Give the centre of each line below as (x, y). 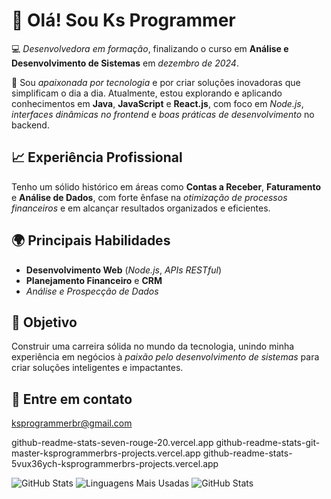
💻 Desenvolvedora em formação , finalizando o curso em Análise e (150, 48)
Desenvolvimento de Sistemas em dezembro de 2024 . (125, 63)
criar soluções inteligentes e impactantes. (97, 368)
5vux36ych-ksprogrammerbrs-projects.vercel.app (115, 464)
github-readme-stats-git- (268, 443)
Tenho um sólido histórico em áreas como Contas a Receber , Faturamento (166, 186)
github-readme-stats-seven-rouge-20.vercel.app (112, 443)
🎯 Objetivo (44, 322)
